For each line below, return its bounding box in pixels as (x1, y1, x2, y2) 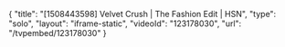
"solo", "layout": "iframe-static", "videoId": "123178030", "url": (8, 18, 242, 29)
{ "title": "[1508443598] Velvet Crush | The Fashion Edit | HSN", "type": (8, 9, 277, 19)
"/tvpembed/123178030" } (8, 28, 107, 38)
